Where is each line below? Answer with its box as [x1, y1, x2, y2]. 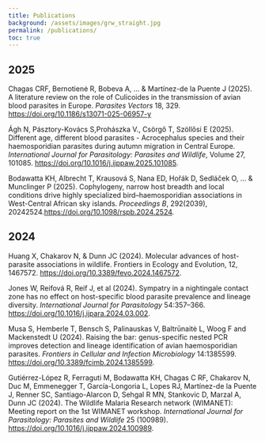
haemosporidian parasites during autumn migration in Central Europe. [8, 142, 236, 151]
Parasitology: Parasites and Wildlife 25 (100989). [8, 415, 168, 424]
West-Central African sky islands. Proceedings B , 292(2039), [8, 199, 208, 208]
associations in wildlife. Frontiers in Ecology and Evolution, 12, [36, 259, 238, 269]
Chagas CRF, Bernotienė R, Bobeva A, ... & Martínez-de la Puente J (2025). [8, 84, 253, 93]
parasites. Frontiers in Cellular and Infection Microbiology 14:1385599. [8, 349, 237, 359]
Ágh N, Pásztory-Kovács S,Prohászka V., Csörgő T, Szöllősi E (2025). [8, 124, 234, 135]
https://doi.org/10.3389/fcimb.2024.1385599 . [8, 357, 155, 367]
